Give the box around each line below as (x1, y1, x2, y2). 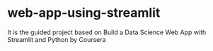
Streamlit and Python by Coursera (7, 35, 106, 43)
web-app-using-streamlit (7, 5, 161, 21)
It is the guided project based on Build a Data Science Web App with (7, 28, 207, 36)
